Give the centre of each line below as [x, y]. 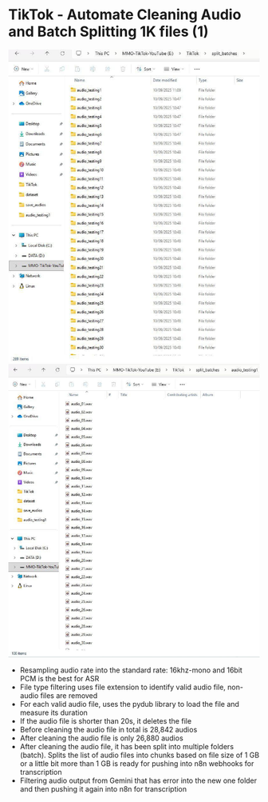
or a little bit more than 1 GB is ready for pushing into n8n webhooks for [137, 763]
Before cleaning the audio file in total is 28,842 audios [108, 729]
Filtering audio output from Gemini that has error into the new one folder [138, 780]
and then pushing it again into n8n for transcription [103, 788]
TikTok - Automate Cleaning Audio [125, 15]
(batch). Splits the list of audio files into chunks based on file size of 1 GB [140, 755]
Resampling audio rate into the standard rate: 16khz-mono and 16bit [131, 670]
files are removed [69, 695]
